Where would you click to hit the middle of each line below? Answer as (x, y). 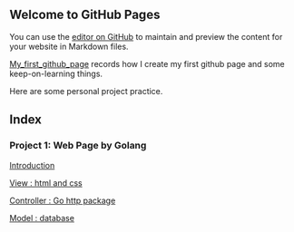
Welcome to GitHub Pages (85, 15)
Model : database (42, 217)
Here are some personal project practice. (86, 91)
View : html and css (46, 183)
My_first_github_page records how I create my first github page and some (147, 63)
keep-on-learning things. (56, 73)
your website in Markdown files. (69, 46)
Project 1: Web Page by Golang (78, 146)
